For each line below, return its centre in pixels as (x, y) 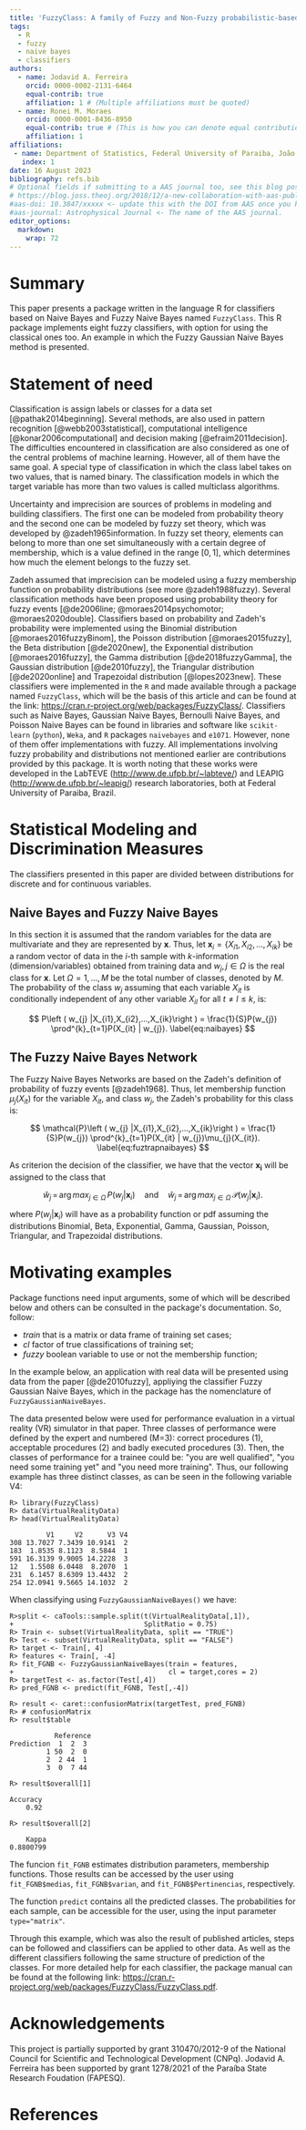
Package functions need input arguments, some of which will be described (150, 1298)
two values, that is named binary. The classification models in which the (144, 477)
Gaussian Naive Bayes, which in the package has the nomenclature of (140, 1391)
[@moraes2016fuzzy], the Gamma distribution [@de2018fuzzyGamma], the (151, 658)
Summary (47, 283)
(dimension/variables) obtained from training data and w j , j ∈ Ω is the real (147, 967)
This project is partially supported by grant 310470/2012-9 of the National (148, 2049)
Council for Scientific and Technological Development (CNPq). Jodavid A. (148, 2059)
